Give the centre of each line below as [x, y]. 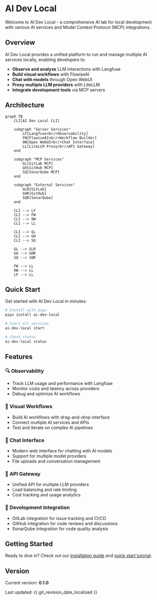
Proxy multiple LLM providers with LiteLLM [56, 85]
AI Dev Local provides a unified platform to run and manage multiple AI [76, 54]
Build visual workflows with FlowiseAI [51, 74]
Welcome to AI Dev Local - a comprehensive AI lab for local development [78, 22]
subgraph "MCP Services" [39, 159]
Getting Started [29, 544]
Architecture [25, 105]
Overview [20, 43]
